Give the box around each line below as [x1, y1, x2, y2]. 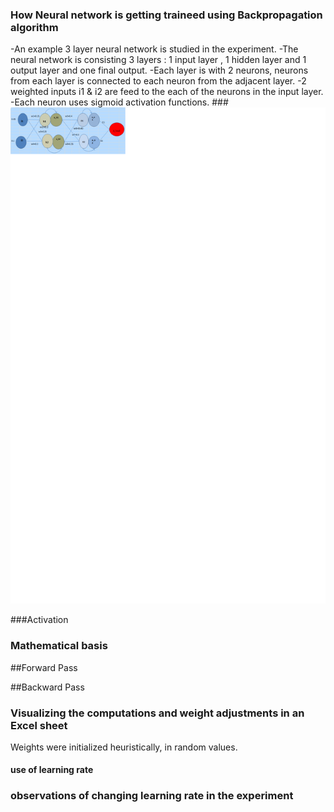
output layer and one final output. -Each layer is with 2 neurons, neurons [10, 64, 309, 77]
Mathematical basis [10, 639, 108, 653]
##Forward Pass [10, 661, 78, 673]
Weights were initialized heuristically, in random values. [10, 741, 238, 753]
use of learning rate [10, 764, 94, 776]
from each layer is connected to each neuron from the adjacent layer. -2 [10, 75, 307, 87]
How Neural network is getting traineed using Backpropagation [10, 8, 323, 22]
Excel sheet [10, 718, 68, 732]
